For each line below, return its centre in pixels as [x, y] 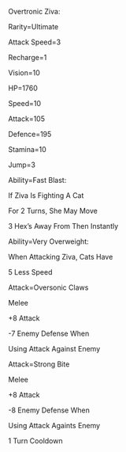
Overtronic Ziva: [34, 11]
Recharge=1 [28, 57]
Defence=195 [30, 134]
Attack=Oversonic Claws [48, 287]
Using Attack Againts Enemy [54, 425]
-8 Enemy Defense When [49, 410]
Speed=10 [25, 103]
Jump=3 [22, 165]
